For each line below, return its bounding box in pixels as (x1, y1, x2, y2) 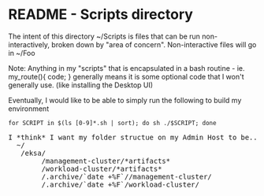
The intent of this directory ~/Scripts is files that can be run (8, 31, 201, 41)
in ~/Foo (8, 48, 35, 57)
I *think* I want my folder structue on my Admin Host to (8, 132, 237, 142)
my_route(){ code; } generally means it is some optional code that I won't (8, 72, 244, 81)
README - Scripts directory (8, 6, 193, 24)
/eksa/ (20, 148, 46, 157)
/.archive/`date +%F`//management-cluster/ (41, 172, 213, 181)
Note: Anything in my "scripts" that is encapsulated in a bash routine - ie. (8, 63, 245, 72)
